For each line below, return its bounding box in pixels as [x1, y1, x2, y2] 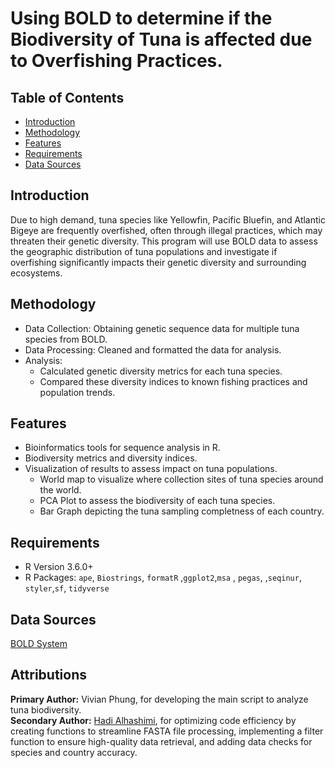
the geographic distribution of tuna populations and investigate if [10, 245, 278, 257]
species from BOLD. [24, 333, 108, 345]
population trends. [39, 386, 116, 398]
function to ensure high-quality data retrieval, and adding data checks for [10, 735, 313, 747]
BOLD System [10, 638, 68, 650]
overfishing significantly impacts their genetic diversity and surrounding [10, 256, 307, 268]
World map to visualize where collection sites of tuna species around [39, 473, 324, 486]
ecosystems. [10, 267, 63, 279]
